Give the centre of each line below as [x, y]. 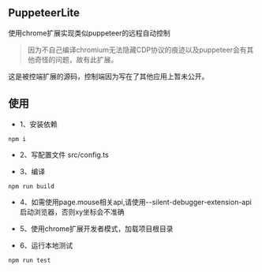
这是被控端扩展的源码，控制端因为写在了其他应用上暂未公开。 [109, 76]
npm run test [30, 260]
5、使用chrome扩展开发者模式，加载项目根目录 [96, 229]
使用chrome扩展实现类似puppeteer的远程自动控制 [90, 33]
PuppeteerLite [44, 13]
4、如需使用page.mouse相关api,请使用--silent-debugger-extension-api [136, 202]
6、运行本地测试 [46, 245]
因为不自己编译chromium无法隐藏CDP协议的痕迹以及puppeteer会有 [137, 50]
